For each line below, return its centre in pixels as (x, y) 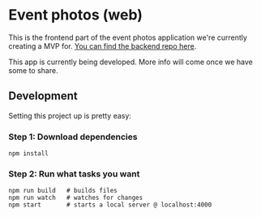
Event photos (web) (76, 15)
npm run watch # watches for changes (76, 198)
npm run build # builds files (63, 191)
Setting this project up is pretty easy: (70, 115)
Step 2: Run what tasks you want (74, 174)
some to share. (33, 70)
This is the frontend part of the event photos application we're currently (128, 37)
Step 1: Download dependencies (73, 137)
